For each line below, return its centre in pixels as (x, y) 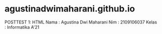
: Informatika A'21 (22, 27)
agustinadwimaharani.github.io (70, 9)
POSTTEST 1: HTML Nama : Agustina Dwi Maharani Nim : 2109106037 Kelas (81, 22)
